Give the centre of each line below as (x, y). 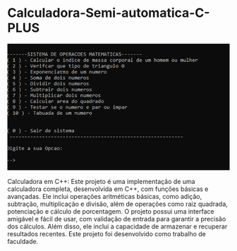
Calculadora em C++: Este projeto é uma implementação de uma (101, 181)
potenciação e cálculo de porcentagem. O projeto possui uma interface (111, 211)
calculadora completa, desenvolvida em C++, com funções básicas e (108, 189)
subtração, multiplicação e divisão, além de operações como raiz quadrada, (117, 204)
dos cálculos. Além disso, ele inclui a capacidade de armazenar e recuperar (117, 226)
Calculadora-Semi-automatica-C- (109, 13)
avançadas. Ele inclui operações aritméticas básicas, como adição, (105, 196)
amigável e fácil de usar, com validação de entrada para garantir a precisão (117, 219)
